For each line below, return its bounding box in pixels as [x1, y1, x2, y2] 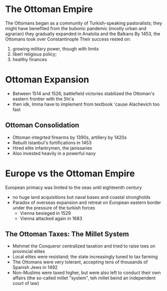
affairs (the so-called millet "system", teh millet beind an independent [12, 275, 156, 281]
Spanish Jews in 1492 [12, 264, 58, 270]
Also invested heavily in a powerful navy [12, 150, 96, 156]
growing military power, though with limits [12, 46, 99, 52]
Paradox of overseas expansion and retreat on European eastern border [12, 199, 161, 205]
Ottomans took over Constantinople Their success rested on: [5, 36, 131, 42]
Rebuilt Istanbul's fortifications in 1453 [12, 139, 92, 146]
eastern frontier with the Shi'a [12, 96, 74, 102]
